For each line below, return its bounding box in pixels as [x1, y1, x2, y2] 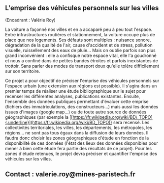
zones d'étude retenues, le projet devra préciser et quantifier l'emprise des [5, 151, 158, 157]
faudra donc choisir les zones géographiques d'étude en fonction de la [5, 135, 149, 141]
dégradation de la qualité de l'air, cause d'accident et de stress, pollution [5, 42, 153, 48]
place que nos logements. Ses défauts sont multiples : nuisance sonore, [5, 37, 151, 43]
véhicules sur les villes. [5, 156, 52, 161]
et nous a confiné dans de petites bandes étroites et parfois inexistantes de [5, 57, 159, 63]
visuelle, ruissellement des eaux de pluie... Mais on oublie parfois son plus [5, 47, 156, 53]
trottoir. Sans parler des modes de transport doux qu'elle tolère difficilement [5, 63, 159, 69]
